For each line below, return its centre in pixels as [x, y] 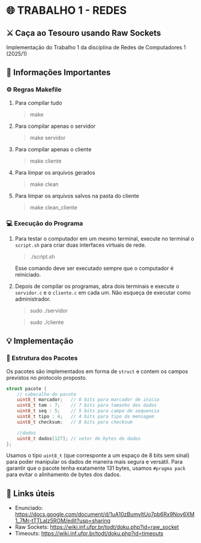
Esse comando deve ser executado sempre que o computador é [94, 268]
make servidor [48, 137]
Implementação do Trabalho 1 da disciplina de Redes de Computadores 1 [96, 47]
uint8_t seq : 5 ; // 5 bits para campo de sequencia [88, 411]
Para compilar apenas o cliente [53, 149]
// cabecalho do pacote [47, 394]
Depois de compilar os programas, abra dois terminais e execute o [97, 286]
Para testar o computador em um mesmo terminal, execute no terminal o [104, 238]
